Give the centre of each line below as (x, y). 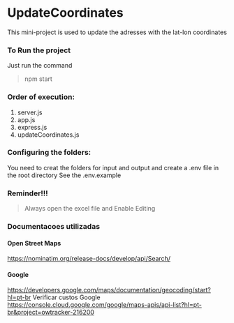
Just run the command (40, 66)
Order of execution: (41, 97)
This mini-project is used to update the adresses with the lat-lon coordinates (117, 32)
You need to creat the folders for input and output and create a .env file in (113, 167)
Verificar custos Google (66, 297)
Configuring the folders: (49, 153)
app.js (26, 119)
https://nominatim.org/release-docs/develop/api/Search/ (89, 259)
